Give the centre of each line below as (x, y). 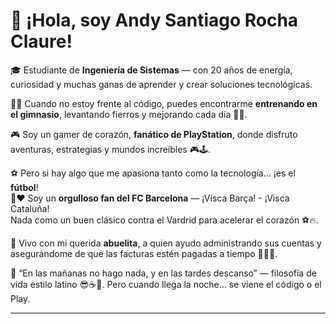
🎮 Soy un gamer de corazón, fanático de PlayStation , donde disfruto (154, 134)
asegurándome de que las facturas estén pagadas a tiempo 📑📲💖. (144, 253)
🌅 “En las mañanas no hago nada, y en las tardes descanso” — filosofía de (163, 273)
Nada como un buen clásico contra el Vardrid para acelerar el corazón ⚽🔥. (164, 220)
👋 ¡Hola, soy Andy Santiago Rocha (154, 20)
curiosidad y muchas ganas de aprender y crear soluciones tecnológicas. (161, 84)
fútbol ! (24, 187)
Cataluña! (30, 208)
